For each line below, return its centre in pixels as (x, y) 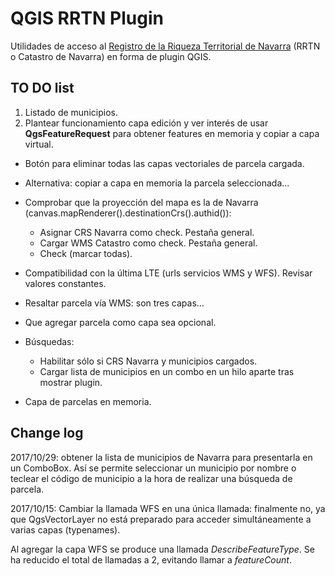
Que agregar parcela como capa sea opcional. (120, 322)
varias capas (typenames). (65, 529)
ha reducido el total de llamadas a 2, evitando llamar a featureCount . (151, 559)
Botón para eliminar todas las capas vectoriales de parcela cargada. (164, 163)
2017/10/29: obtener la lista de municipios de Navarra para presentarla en (161, 457)
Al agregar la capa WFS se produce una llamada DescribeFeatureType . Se (162, 549)
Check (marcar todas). (86, 253)
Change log (47, 433)
